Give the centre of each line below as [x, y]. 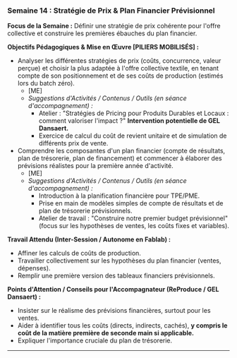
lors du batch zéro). [46, 83]
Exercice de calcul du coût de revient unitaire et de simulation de [133, 136]
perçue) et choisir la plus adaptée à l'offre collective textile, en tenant [118, 68]
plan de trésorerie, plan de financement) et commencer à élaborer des [120, 158]
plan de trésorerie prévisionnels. [85, 211]
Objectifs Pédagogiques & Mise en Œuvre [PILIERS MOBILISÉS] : [103, 47]
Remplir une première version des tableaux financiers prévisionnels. [116, 276]
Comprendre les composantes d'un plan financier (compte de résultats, [121, 151]
